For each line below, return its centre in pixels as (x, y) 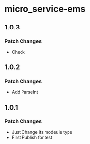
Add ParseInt (25, 92)
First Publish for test (32, 137)
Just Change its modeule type (42, 132)
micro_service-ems (45, 9)
